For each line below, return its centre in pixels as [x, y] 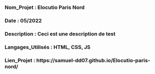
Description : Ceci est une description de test [60, 34]
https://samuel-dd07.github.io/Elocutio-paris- [93, 60]
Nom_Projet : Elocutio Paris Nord [45, 7]
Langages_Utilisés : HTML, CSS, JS [48, 47]
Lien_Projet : [20, 60]
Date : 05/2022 [23, 20]
